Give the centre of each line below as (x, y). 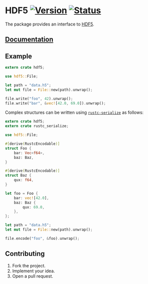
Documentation (29, 39)
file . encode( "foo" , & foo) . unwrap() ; (42, 238)
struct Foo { (18, 148)
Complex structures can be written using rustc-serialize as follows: (74, 112)
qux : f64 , (24, 180)
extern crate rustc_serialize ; (37, 126)
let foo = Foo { (21, 193)
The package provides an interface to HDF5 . (50, 24)
